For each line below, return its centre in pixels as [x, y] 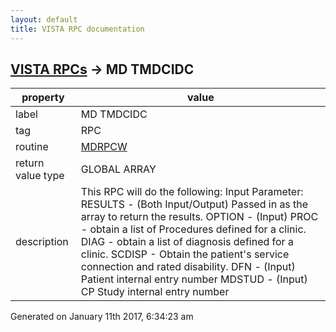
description [42, 242]
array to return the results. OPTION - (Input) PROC [199, 217]
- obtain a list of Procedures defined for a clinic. [193, 229]
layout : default [44, 19]
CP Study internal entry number [155, 292]
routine [32, 147]
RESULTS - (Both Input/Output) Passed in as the [194, 204]
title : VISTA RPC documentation [77, 29]
